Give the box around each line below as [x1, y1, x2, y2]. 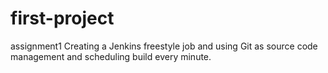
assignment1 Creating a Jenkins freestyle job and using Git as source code [10, 40, 318, 52]
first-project [10, 7, 115, 30]
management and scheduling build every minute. [10, 50, 212, 62]
